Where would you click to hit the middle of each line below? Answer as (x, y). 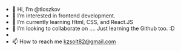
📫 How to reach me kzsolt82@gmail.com (64, 41)
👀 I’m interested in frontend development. (64, 16)
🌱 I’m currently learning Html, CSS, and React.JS (72, 22)
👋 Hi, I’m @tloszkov (36, 9)
